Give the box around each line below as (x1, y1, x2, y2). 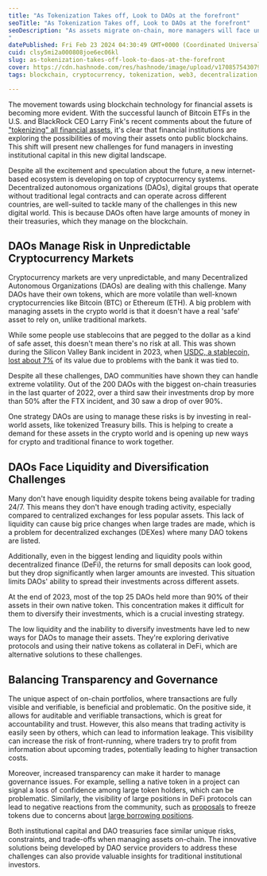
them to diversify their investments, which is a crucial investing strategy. (8, 609, 245, 618)
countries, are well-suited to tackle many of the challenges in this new (8, 200, 238, 209)
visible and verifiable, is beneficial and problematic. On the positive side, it (8, 703, 252, 712)
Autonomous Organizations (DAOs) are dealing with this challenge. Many (8, 281, 247, 291)
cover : (8, 64, 30, 72)
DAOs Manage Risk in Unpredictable (8, 239, 191, 253)
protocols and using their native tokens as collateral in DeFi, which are (8, 641, 238, 651)
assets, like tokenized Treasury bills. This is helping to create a (28, 421, 234, 430)
